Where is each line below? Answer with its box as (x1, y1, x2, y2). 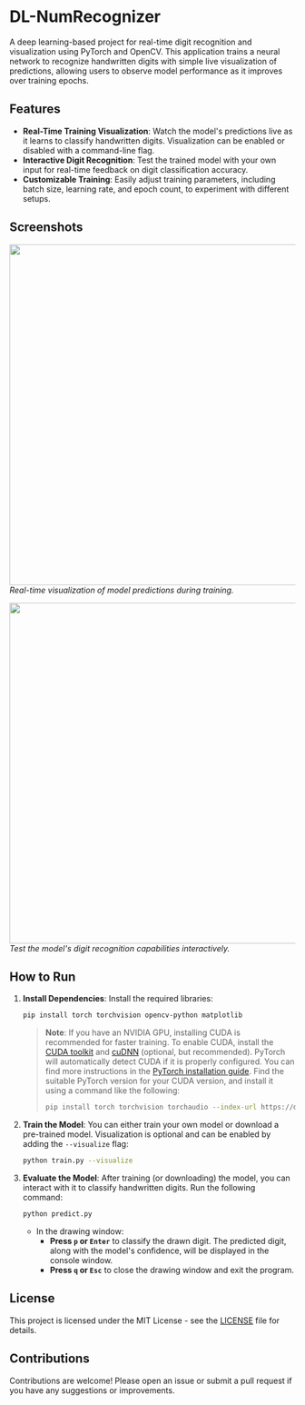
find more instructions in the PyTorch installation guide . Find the (44, 1066, 284, 1077)
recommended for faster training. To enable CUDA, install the (44, 1037, 274, 1048)
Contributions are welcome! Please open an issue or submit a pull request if (9, 1375, 292, 1386)
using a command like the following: (44, 1085, 180, 1096)
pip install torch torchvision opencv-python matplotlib (22, 1011, 243, 1020)
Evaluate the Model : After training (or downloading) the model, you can (22, 1172, 290, 1183)
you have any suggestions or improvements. (9, 1384, 175, 1396)
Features (9, 102, 61, 117)
